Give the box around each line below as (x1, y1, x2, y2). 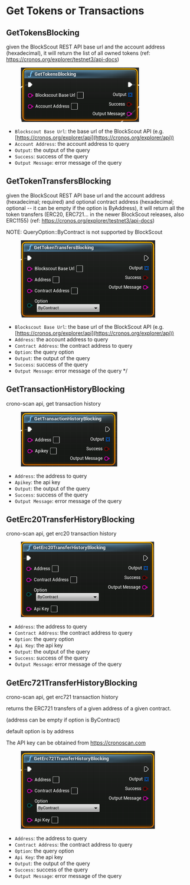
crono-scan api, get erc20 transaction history (6, 530, 117, 537)
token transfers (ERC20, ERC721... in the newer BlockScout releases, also (6, 211, 184, 218)
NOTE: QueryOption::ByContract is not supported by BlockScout (6, 228, 163, 236)
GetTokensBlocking (6, 28, 80, 38)
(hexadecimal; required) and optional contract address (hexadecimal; (6, 198, 174, 205)
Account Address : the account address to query (14, 141, 130, 147)
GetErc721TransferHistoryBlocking (6, 678, 137, 688)
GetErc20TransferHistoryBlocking (6, 515, 135, 525)
